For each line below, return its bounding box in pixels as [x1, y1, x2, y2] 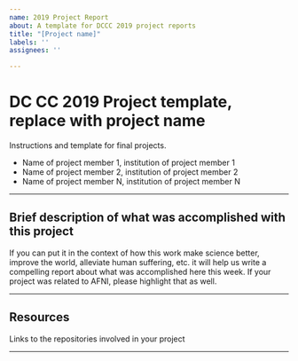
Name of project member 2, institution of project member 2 [21, 167, 239, 177]
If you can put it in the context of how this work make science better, [9, 247, 260, 258]
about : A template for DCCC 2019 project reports [9, 21, 197, 30]
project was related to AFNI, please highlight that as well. [9, 276, 217, 286]
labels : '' [9, 37, 50, 47]
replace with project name [9, 111, 206, 131]
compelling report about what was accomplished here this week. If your [9, 266, 271, 277]
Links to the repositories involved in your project [9, 334, 185, 344]
